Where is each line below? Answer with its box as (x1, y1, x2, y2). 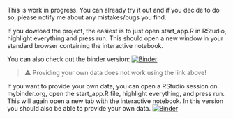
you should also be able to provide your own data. (7, 104, 151, 112)
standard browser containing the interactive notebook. (7, 42, 164, 49)
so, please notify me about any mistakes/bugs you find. (7, 13, 167, 22)
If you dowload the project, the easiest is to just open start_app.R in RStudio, (7, 27, 227, 35)
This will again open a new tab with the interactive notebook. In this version (7, 97, 224, 105)
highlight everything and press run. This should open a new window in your (7, 34, 224, 42)
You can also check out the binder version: (7, 55, 130, 63)
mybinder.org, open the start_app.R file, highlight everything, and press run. (7, 90, 225, 97)
